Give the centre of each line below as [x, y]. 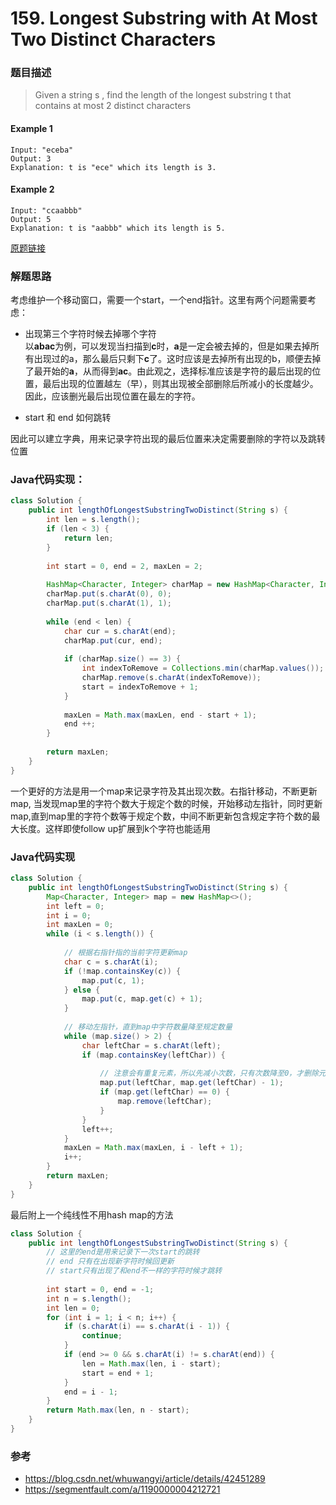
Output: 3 [31, 158]
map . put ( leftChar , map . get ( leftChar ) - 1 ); [191, 1083]
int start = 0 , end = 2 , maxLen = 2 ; [125, 566]
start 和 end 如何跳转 [68, 418]
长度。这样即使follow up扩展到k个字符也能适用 [115, 828]
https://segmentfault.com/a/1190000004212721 [122, 1489]
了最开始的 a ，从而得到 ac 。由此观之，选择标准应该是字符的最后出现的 [168, 371]
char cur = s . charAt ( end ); [120, 631]
